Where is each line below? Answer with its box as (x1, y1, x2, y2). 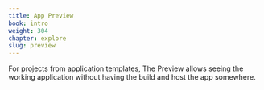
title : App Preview (8, 11, 74, 20)
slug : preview (8, 42, 56, 50)
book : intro (8, 19, 48, 27)
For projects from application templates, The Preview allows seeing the (8, 63, 244, 73)
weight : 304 (8, 27, 48, 35)
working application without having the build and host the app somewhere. (8, 72, 256, 82)
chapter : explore (8, 34, 67, 43)
